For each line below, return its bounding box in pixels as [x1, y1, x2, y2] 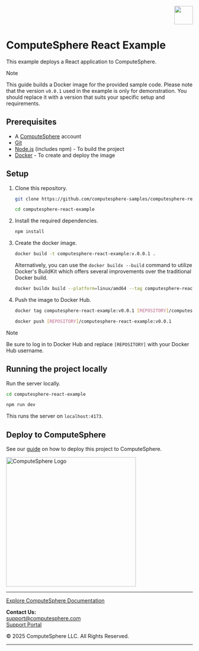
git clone [14, 196, 40, 202]
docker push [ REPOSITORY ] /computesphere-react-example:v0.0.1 [14, 318, 172, 324]
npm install [14, 228, 44, 235]
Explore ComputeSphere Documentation [6, 597, 105, 604]
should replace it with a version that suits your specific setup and [6, 94, 165, 101]
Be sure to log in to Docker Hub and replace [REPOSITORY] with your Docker [6, 340, 190, 347]
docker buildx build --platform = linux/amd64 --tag [14, 286, 143, 292]
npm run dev [6, 402, 36, 408]
